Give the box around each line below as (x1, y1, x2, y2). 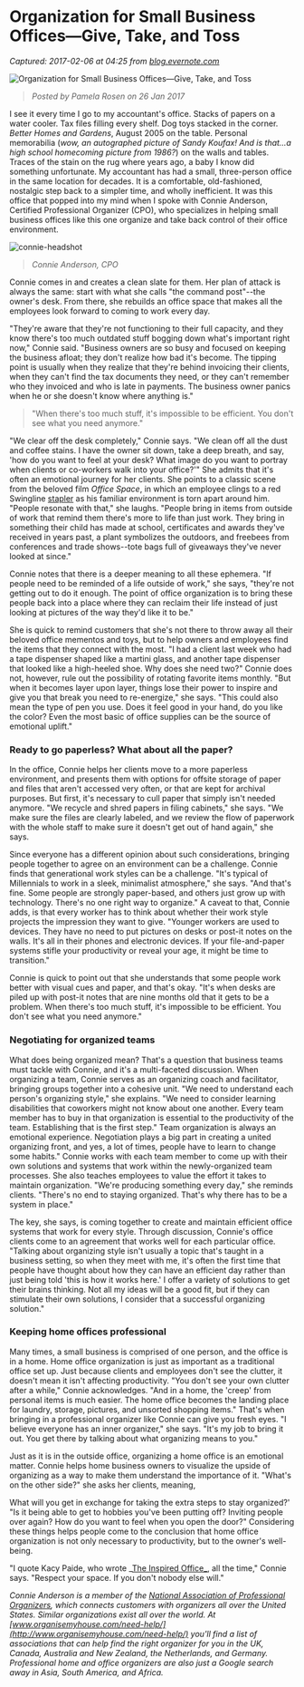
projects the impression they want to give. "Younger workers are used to (9, 916, 280, 927)
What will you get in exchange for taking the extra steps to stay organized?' (9, 1497, 290, 1508)
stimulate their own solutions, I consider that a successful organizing (9, 1294, 265, 1304)
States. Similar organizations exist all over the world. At (9, 1609, 216, 1620)
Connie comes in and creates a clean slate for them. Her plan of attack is (9, 276, 281, 287)
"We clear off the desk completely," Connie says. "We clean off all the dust (9, 435, 288, 446)
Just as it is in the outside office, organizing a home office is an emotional (9, 1450, 284, 1461)
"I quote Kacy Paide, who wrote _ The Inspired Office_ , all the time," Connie (9, 1562, 287, 1574)
